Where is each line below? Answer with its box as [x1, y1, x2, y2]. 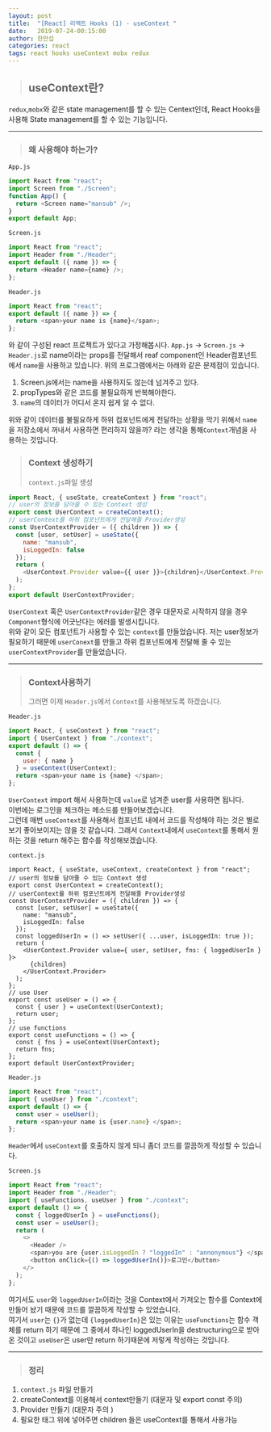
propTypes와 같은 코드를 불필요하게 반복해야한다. [19, 388, 177, 397]
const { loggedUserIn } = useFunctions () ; [15, 1211, 161, 1220]
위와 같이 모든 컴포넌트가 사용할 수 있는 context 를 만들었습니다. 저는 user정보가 [8, 627, 260, 636]
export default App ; [8, 215, 78, 223]
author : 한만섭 [8, 34, 55, 43]
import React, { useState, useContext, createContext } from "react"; [8, 866, 251, 874]
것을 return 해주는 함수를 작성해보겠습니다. [23, 835, 158, 845]
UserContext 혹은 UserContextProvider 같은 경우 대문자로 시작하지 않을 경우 [8, 607, 248, 616]
